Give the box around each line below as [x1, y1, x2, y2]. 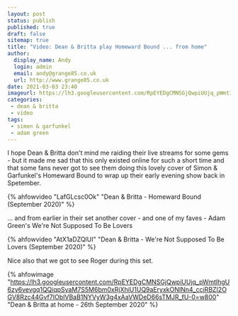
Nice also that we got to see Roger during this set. [7, 256, 154, 265]
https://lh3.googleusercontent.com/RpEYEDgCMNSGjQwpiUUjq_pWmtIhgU [10, 278, 230, 286]
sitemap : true [7, 37, 50, 44]
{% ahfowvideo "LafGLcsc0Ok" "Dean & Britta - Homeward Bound [7, 192, 202, 201]
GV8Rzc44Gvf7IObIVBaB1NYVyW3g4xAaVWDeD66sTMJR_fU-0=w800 [7, 293, 217, 302]
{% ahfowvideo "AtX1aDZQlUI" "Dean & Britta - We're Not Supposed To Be [7, 235, 225, 244]
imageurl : [7, 89, 37, 97]
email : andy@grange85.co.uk [13, 70, 97, 77]
